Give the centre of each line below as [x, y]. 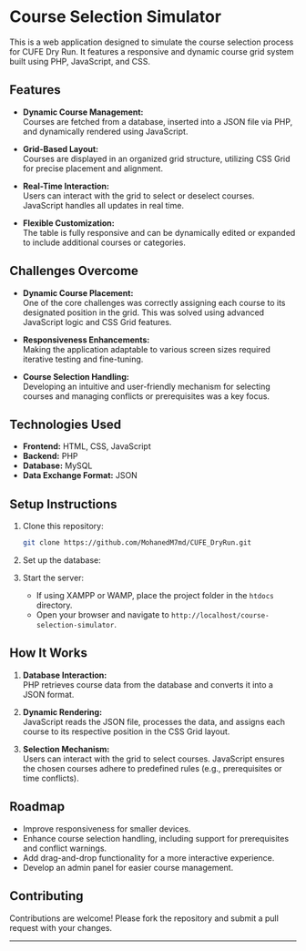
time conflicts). [51, 778]
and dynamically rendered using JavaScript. [105, 131]
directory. [54, 605]
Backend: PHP [51, 456]
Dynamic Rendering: [62, 711]
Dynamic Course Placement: [78, 292]
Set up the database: [62, 560]
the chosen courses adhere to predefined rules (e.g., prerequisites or [152, 768]
